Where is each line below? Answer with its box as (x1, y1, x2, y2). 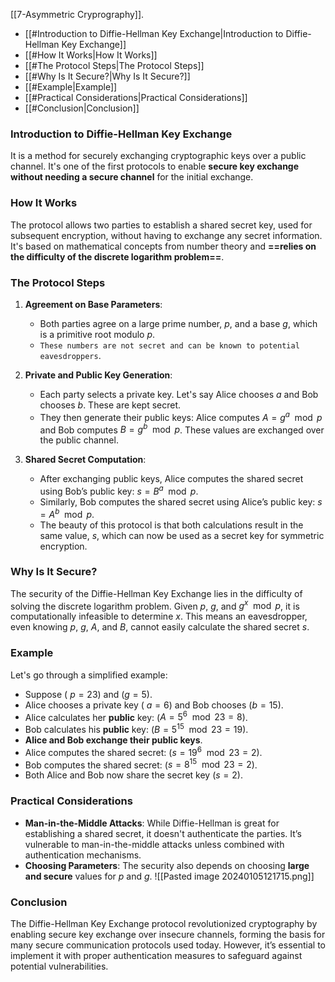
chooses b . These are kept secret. (39, 399, 182, 411)
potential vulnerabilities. (10, 960, 109, 972)
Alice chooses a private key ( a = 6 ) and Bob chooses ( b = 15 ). (24, 699, 284, 711)
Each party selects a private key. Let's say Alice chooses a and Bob (39, 388, 319, 400)
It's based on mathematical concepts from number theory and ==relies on (10, 240, 317, 252)
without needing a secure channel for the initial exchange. (10, 171, 254, 183)
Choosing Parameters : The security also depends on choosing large (24, 859, 310, 871)
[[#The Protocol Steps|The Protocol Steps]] (24, 60, 205, 71)
